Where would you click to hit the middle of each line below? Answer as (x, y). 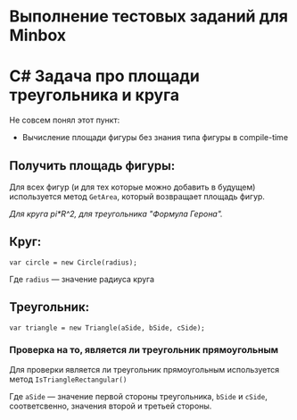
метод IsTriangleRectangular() (68, 379)
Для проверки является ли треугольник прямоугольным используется (144, 369)
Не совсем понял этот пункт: (65, 120)
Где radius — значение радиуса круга (82, 279)
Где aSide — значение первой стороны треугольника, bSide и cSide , (138, 396)
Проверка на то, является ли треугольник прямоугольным (144, 350)
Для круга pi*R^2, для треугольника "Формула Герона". (116, 214)
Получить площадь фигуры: (92, 166)
